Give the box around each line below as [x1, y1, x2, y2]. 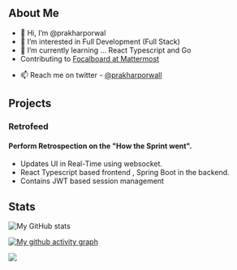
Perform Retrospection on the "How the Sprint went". [8, 141, 192, 151]
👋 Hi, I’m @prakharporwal [19, 28, 106, 37]
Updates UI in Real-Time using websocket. [19, 159, 163, 169]
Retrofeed [8, 121, 49, 132]
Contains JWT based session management [19, 176, 165, 186]
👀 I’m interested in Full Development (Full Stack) [19, 36, 181, 46]
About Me [8, 6, 59, 20]
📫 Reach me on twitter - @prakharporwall [19, 70, 162, 79]
